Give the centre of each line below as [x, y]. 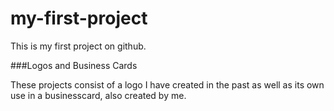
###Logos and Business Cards [74, 65]
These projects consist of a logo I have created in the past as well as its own [167, 84]
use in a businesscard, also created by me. [98, 95]
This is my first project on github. [78, 46]
